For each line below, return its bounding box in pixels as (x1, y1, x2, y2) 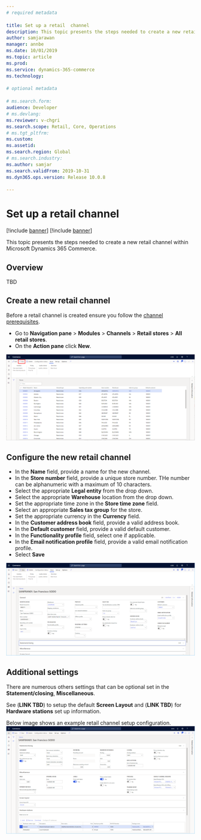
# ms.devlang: (6, 111, 42, 117)
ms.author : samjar (6, 161, 52, 167)
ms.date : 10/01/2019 (6, 48, 58, 54)
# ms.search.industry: (6, 155, 63, 161)
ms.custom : (6, 136, 33, 142)
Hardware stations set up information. (6, 707, 101, 715)
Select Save (14, 551, 45, 558)
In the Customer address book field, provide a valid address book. (14, 519, 179, 526)
